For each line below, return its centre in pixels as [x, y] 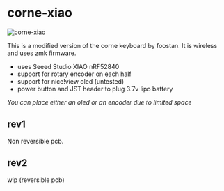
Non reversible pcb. [35, 141]
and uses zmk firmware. [42, 53]
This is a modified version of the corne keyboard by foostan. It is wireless [112, 45]
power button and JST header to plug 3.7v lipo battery [95, 89]
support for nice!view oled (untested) [71, 81]
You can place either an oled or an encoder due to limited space [99, 102]
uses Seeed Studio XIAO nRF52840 [68, 66]
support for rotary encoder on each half [74, 74]
